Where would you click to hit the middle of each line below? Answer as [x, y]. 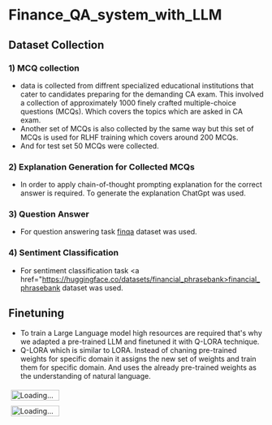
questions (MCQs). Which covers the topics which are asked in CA [132, 111]
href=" [31, 279]
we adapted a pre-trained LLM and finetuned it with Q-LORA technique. [140, 341]
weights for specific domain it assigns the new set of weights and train [138, 358]
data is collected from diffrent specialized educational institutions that [137, 85]
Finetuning [37, 313]
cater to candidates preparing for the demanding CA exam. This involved [142, 94]
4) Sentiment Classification [64, 253]
